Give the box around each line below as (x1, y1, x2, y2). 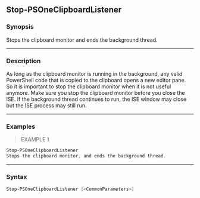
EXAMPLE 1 (20, 136, 49, 143)
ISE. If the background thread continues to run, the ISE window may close (6, 95, 187, 103)
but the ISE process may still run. (6, 101, 87, 109)
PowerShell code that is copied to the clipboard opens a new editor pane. (6, 76, 186, 83)
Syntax (6, 172, 27, 181)
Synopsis (6, 23, 34, 31)
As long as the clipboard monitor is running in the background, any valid (6, 70, 183, 77)
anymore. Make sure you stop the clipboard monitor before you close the (6, 89, 186, 96)
